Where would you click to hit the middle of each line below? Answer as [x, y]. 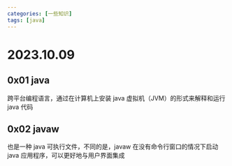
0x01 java [29, 81]
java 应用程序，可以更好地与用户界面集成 [66, 156]
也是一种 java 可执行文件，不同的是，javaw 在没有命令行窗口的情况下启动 [113, 146]
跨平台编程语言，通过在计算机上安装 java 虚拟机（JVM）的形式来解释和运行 [116, 98]
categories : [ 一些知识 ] [39, 14]
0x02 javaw [33, 129]
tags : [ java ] [26, 20]
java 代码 [20, 107]
